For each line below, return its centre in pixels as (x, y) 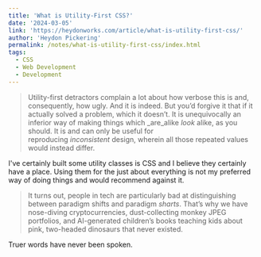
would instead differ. (61, 148)
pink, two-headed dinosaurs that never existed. (105, 229)
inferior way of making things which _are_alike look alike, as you (132, 122)
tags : (17, 52)
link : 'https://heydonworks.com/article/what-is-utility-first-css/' (126, 30)
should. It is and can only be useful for (90, 131)
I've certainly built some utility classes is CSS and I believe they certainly (127, 163)
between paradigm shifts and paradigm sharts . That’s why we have (138, 204)
